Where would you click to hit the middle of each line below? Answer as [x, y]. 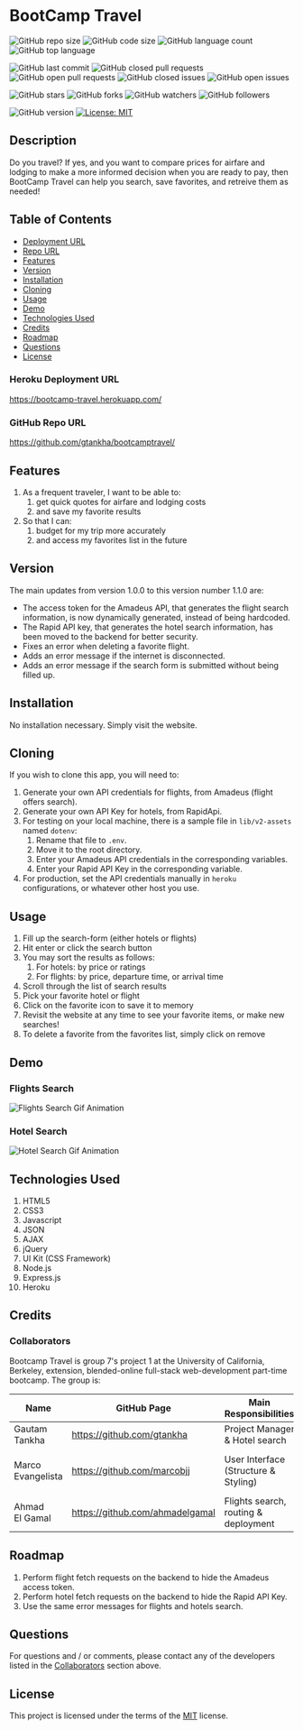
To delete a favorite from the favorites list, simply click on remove [144, 1035]
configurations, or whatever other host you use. [111, 888]
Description [43, 141]
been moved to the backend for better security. [110, 636]
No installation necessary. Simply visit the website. [103, 725]
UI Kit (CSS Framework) [66, 1258]
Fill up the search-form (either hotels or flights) [110, 938]
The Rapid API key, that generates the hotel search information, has [147, 627]
